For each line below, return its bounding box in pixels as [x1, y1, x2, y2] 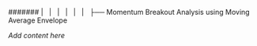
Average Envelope [8, 16, 68, 25]
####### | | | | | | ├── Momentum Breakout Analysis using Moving [8, 8, 251, 16]
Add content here [8, 31, 66, 40]
